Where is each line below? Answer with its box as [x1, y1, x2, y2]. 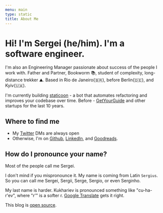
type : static [5, 12, 32, 17]
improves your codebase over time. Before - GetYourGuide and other [5, 98, 146, 104]
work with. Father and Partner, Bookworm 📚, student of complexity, [5, 70, 144, 76]
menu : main [5, 7, 28, 12]
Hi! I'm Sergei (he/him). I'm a [5, 37, 125, 49]
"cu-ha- [136, 187, 152, 193]
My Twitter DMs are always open [12, 130, 80, 136]
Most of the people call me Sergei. [5, 163, 76, 169]
